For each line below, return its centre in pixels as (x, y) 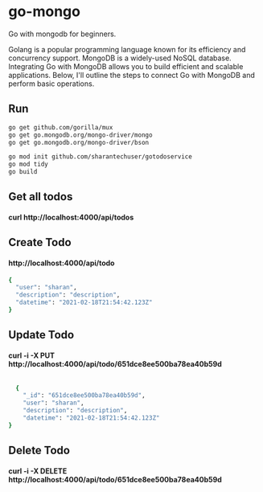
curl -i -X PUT (31, 355)
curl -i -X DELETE (38, 471)
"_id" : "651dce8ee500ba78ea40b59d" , (84, 396)
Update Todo (41, 335)
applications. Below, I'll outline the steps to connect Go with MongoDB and (131, 75)
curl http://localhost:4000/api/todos (71, 217)
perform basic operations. (51, 84)
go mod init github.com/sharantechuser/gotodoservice (101, 157)
